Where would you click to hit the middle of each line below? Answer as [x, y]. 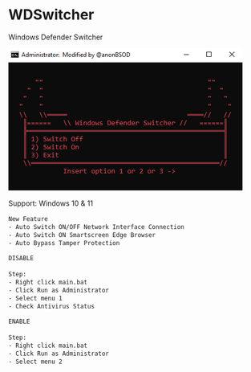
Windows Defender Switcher [56, 37]
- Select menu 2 [35, 362]
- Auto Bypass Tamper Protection [64, 243]
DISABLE [21, 258]
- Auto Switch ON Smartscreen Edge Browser [82, 235]
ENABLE [19, 321]
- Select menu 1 [35, 298]
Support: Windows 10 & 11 [51, 203]
